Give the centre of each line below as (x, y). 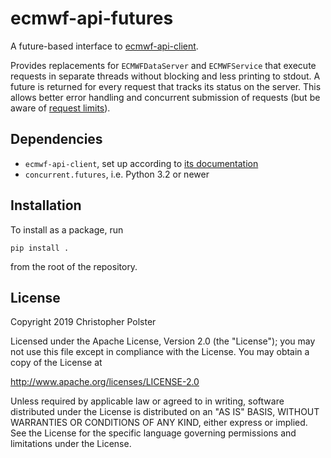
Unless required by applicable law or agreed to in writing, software (147, 401)
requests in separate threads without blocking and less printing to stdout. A (165, 76)
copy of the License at (56, 363)
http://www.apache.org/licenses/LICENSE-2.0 (105, 382)
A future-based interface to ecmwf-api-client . (104, 46)
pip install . (40, 248)
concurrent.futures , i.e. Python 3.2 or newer (117, 174)
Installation (46, 205)
